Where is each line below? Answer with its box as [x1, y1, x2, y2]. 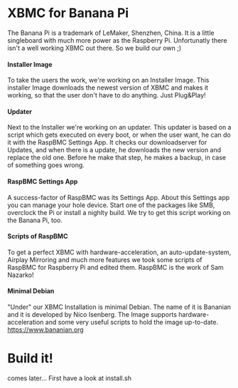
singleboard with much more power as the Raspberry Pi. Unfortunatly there [7, 36, 227, 44]
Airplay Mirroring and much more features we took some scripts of [7, 255, 202, 264]
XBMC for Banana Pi [7, 5, 129, 21]
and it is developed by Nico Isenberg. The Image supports [7, 310, 178, 318]
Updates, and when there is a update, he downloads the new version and [7, 146, 222, 154]
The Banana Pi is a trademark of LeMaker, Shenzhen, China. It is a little [7, 28, 215, 37]
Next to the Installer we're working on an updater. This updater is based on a [7, 123, 232, 132]
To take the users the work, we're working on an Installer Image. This [7, 76, 210, 85]
